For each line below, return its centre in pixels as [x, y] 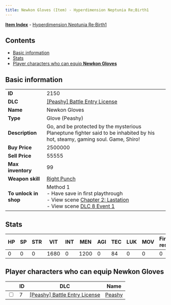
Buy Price [20, 147]
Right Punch [61, 179]
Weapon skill [24, 179]
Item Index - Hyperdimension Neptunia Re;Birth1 [56, 24]
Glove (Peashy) [65, 118]
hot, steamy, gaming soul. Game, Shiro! [93, 139]
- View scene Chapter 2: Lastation [88, 200]
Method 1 [58, 187]
